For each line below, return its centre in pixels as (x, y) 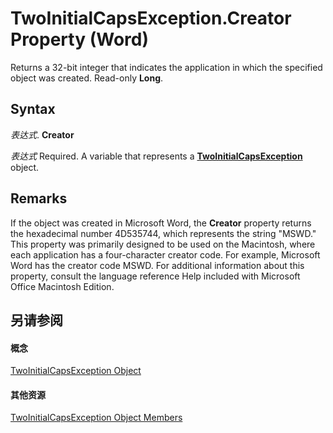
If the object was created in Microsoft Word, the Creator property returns (161, 223)
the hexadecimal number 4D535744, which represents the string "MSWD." (163, 233)
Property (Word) (79, 39)
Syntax (33, 109)
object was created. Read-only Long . (87, 78)
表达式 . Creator (42, 134)
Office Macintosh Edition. (62, 286)
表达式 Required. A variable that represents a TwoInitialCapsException (156, 156)
